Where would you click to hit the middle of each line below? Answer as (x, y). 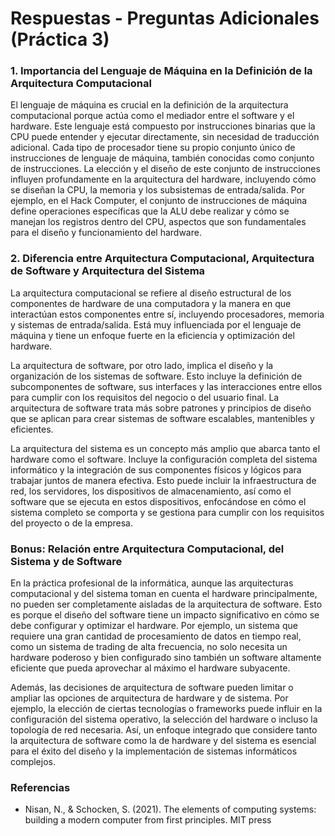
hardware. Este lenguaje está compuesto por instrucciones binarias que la (163, 126)
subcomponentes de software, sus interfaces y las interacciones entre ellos (166, 386)
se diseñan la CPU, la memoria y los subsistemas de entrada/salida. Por (158, 190)
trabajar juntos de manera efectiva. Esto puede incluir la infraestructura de (163, 480)
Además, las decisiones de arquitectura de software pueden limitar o (152, 688)
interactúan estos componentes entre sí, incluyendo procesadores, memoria (167, 314)
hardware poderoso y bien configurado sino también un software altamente (166, 658)
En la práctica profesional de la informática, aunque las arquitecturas (152, 583)
